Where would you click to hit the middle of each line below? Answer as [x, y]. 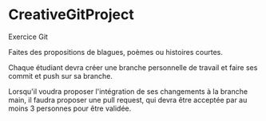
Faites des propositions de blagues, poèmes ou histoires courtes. [116, 52]
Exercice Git [28, 37]
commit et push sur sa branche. [61, 76]
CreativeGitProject [71, 15]
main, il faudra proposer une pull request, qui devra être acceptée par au [128, 100]
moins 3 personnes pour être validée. [70, 108]
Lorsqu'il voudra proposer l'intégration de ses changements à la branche [128, 91]
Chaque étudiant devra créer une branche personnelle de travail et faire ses [133, 67]
